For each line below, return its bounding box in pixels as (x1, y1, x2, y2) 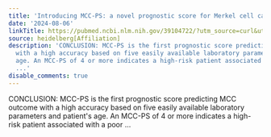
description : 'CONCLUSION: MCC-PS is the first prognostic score (8, 42, 232, 50)
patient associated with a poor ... (22, 119, 131, 129)
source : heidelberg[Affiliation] (8, 34, 121, 43)
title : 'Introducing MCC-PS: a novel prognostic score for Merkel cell (8, 11, 254, 20)
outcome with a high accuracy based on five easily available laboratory (8, 102, 244, 112)
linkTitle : (8, 27, 45, 35)
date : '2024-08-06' (8, 19, 74, 27)
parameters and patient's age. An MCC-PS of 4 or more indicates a (8, 110, 232, 121)
